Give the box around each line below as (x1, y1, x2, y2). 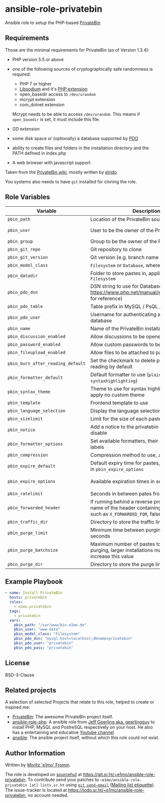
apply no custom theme (90, 391, 145, 398)
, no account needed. (25, 792, 69, 799)
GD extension (12, 126, 40, 132)
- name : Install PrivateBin (5, 590, 63, 595)
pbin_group (7, 238, 33, 244)
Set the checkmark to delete (90, 357, 156, 364)
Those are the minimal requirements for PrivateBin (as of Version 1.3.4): (5, 47, 150, 53)
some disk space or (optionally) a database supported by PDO (12, 135, 138, 141)
